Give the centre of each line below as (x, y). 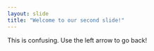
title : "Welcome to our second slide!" (66, 20)
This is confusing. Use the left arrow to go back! (77, 40)
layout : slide (28, 14)
